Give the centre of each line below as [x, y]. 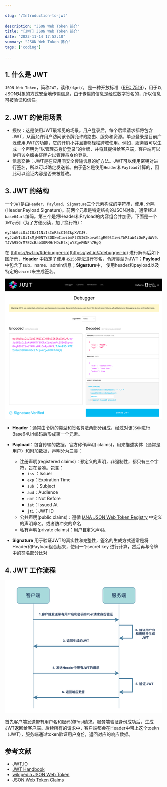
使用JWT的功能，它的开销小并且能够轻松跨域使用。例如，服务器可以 [87, 143]
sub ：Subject [41, 486]
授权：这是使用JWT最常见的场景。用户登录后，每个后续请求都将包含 [83, 130]
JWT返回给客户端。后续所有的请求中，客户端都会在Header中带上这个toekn [82, 728]
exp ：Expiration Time [49, 480]
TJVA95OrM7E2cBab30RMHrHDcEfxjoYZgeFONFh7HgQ [53, 243]
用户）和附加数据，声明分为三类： [47, 451]
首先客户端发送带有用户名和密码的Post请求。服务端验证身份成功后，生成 [80, 721]
